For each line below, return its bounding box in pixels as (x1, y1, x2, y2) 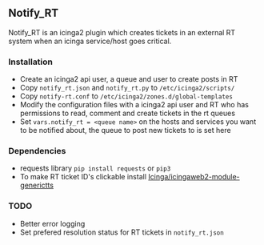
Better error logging (19, 219, 86, 228)
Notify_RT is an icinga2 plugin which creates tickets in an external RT (8, 27, 236, 37)
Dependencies (8, 146, 66, 157)
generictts (19, 180, 54, 191)
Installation (8, 56, 54, 67)
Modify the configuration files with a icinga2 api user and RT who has (19, 100, 250, 110)
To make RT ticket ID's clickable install (19, 172, 146, 182)
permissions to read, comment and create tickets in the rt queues (19, 108, 236, 118)
